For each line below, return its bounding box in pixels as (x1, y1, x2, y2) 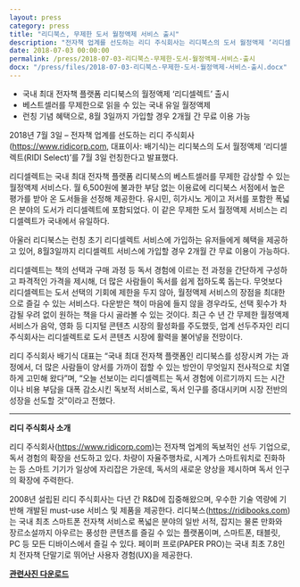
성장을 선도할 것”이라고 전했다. (9, 394, 116, 406)
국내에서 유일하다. (47, 215, 110, 226)
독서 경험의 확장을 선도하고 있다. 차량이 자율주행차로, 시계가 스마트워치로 (9, 452, 262, 463)
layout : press (9, 12, 62, 22)
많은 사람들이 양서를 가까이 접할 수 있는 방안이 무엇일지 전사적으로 (44, 361, 274, 372)
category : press (9, 21, 70, 30)
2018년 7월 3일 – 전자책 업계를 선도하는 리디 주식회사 (9, 129, 195, 140)
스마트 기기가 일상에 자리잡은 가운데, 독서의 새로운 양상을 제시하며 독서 (28, 463, 274, 474)
